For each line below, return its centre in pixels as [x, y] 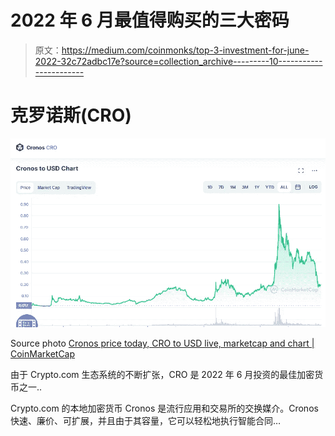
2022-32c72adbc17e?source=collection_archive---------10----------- [178, 61]
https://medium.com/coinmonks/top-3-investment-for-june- [185, 50]
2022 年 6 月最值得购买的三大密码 [150, 20]
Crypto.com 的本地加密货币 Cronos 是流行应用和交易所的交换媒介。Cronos [164, 408]
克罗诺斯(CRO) [71, 115]
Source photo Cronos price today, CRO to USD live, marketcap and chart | [162, 343]
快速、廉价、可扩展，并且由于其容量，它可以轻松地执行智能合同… [146, 421]
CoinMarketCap [43, 354]
